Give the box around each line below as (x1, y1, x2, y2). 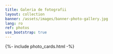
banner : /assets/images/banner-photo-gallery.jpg (5, 16, 109, 21)
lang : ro (5, 21, 23, 26)
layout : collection (5, 12, 45, 17)
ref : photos (5, 26, 29, 30)
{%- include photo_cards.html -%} (5, 44, 75, 49)
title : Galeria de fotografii (5, 7, 67, 12)
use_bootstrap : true (5, 30, 47, 35)
